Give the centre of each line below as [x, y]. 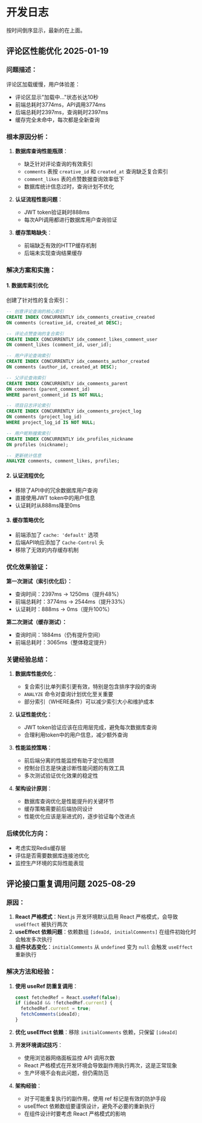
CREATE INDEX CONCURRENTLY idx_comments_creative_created [80, 317]
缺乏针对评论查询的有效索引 [58, 164]
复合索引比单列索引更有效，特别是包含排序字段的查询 [90, 686]
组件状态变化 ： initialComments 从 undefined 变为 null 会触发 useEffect [104, 947]
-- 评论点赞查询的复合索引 [35, 334]
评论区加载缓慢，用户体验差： [43, 84]
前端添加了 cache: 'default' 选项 [57, 534]
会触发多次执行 [33, 939]
